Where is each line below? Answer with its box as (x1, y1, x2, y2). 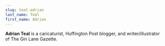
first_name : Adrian (5, 17, 47, 22)
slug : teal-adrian (5, 7, 44, 13)
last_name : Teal (5, 12, 39, 17)
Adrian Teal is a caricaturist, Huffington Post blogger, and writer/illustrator (5, 31, 160, 37)
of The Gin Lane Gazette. (5, 36, 58, 42)
